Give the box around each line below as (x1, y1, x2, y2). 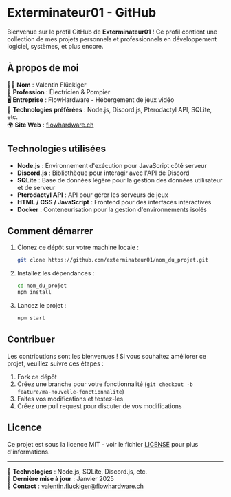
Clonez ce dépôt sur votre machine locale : (16, 243, 140, 252)
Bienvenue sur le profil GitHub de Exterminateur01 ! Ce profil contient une (7, 28, 218, 36)
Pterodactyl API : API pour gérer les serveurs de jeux (16, 191, 168, 199)
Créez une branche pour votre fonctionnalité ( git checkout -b (16, 380, 194, 388)
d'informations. (7, 447, 50, 456)
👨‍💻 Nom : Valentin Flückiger (7, 81, 87, 89)
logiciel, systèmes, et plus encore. (7, 42, 104, 50)
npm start (16, 315, 46, 321)
